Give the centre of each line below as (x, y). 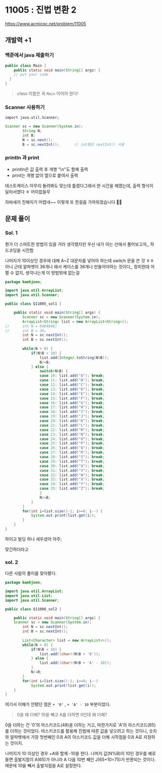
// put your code (31, 75)
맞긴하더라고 (17, 549)
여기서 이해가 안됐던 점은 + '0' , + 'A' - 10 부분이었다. (58, 705)
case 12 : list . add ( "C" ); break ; (72, 385)
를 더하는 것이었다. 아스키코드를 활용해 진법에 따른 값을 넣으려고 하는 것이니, (77, 731)
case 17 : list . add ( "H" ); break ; (72, 407)
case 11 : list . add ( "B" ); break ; (72, 380)
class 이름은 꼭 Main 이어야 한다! (48, 93)
